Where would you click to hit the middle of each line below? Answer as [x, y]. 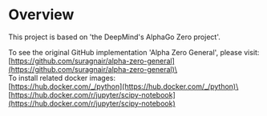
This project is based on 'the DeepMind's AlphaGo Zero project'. [114, 37]
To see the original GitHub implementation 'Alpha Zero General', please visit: [134, 52]
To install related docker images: [62, 78]
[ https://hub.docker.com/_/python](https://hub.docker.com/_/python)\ [123, 86]
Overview [41, 15]
